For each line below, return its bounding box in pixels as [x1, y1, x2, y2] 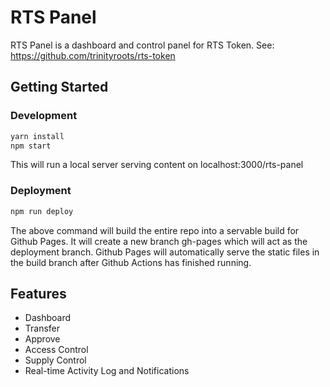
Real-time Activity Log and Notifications [24, 365, 190, 377]
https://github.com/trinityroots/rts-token [10, 49, 176, 61]
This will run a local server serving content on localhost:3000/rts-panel [10, 159, 304, 171]
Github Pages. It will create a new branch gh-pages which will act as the [10, 235, 308, 247]
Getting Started [10, 79, 109, 96]
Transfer [24, 322, 61, 335]
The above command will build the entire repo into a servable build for [10, 224, 300, 236]
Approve [24, 333, 61, 345]
